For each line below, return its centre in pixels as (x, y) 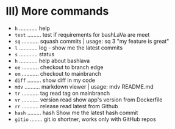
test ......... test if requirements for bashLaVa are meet (82, 34)
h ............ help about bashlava (52, 61)
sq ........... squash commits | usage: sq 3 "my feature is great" (92, 41)
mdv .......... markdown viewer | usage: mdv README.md (84, 86)
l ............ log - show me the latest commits (69, 48)
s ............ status (34, 54)
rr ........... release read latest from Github (66, 106)
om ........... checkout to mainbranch (58, 73)
